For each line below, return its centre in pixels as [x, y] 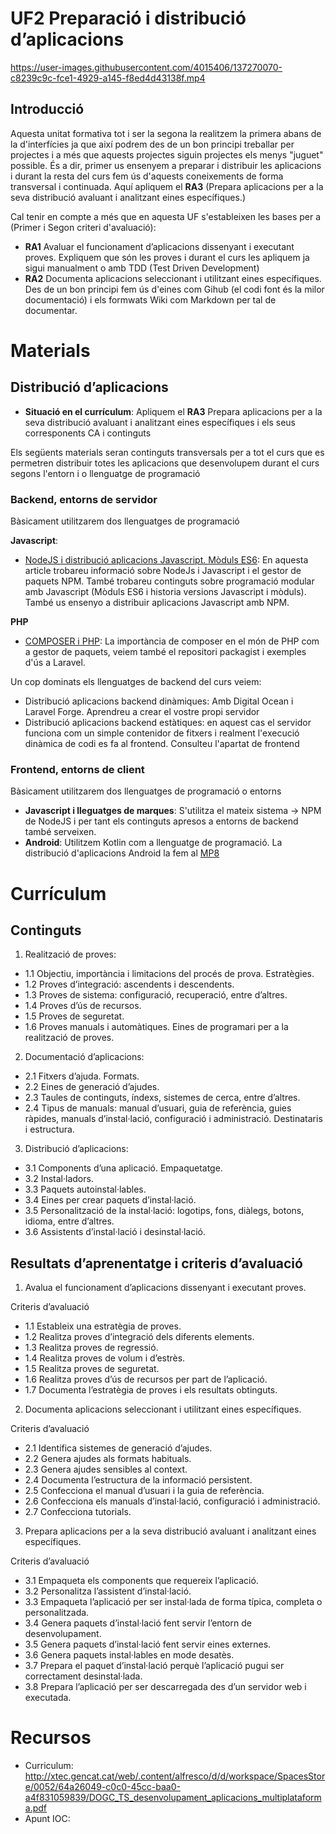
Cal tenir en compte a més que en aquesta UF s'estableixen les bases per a [166, 216]
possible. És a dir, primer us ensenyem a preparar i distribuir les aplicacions [166, 165]
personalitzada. [57, 1613]
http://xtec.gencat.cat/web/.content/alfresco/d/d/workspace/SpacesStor [175, 1776]
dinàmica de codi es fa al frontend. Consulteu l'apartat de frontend [162, 744]
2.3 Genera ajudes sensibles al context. [106, 1469]
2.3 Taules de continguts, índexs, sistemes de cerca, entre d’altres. [162, 1098]
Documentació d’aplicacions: [84, 1057]
